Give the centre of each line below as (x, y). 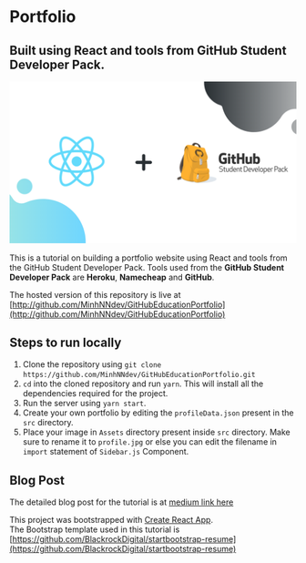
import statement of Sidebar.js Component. (106, 452)
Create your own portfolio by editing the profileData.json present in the (158, 413)
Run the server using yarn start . (84, 404)
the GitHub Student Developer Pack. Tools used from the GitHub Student (147, 267)
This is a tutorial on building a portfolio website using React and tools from (149, 258)
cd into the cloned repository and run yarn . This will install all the (143, 384)
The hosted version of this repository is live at (95, 294)
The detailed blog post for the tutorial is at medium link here (122, 502)
